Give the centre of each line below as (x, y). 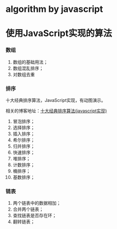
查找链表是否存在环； (34, 216)
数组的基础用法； (30, 62)
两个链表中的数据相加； (37, 203)
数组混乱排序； (28, 68)
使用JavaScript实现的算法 (59, 34)
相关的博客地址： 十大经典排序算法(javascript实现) (56, 111)
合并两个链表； (28, 209)
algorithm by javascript (54, 9)
